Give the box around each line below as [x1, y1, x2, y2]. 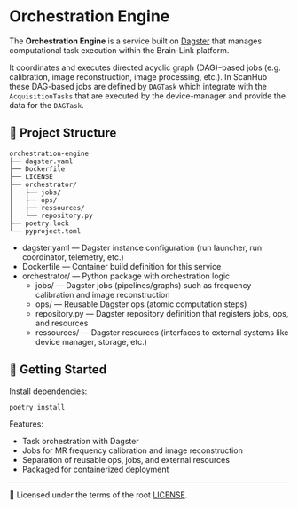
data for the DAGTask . [9, 99, 84, 110]
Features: [9, 419, 44, 429]
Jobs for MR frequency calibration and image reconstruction [21, 445, 244, 456]
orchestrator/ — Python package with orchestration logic [21, 270, 231, 281]
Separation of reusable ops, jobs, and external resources [21, 455, 231, 466]
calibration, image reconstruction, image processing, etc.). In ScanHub [9, 71, 268, 82]
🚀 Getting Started [9, 362, 107, 378]
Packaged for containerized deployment [21, 464, 169, 475]
